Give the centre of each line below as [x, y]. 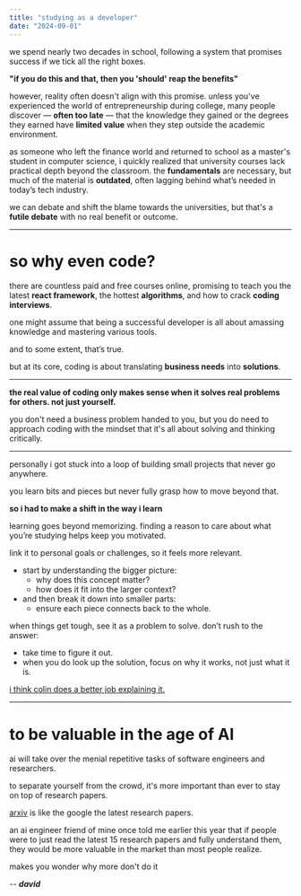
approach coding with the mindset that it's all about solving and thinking [142, 429]
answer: [24, 636]
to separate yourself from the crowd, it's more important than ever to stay [145, 786]
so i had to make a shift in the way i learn [86, 509]
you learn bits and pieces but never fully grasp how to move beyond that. [144, 491]
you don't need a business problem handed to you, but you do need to [139, 419]
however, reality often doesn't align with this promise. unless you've [134, 96]
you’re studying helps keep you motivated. [88, 536]
